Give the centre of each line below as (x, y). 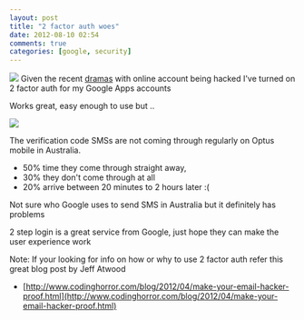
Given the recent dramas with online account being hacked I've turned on (158, 79)
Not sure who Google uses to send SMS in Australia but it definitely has (143, 205)
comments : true (38, 43)
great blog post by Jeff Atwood (68, 269)
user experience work (50, 242)
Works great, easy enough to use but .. (82, 106)
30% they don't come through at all (89, 177)
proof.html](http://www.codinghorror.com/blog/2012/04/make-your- (150, 296)
